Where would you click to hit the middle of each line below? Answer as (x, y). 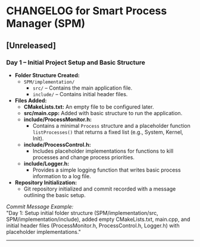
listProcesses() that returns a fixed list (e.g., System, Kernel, (108, 132)
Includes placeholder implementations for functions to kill (103, 151)
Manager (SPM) (46, 23)
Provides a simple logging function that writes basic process (107, 170)
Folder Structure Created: (47, 75)
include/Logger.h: (46, 163)
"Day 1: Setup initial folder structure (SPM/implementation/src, (82, 213)
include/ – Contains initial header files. (80, 94)
